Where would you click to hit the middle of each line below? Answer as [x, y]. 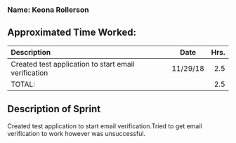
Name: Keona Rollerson [48, 10]
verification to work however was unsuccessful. [77, 133]
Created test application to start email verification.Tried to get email [105, 126]
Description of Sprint [54, 109]
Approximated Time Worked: [72, 33]
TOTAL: [23, 84]
